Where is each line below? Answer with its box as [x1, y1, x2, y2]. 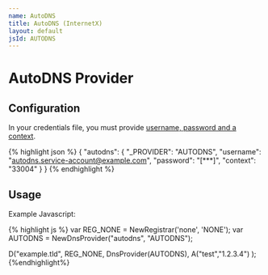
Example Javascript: [8, 209, 76, 219]
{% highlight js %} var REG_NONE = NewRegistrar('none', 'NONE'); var [8, 225, 244, 235]
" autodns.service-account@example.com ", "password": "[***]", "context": [8, 155, 257, 166]
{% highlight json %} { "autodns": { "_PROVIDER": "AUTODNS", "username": [8, 147, 262, 157]
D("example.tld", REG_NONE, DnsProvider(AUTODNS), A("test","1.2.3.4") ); [8, 249, 257, 259]
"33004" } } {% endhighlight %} [8, 164, 115, 174]
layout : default [8, 27, 63, 35]
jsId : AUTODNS [8, 34, 57, 43]
